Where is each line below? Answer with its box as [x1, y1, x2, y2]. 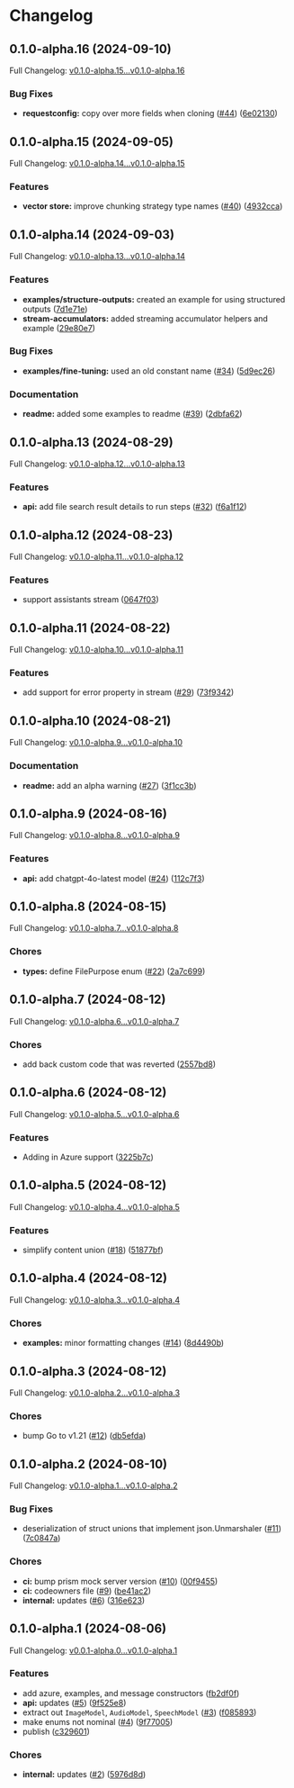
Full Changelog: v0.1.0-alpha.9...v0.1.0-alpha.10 [9, 737, 183, 748]
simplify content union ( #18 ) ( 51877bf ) [22, 1244, 164, 1256]
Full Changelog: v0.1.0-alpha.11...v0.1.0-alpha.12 [9, 551, 184, 563]
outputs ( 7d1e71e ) [22, 303, 88, 314]
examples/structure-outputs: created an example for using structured [22, 293, 286, 304]
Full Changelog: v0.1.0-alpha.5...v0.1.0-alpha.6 [9, 1108, 180, 1119]
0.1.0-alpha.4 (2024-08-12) [9, 1270, 168, 1286]
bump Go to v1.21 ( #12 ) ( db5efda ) [22, 1431, 147, 1441]
